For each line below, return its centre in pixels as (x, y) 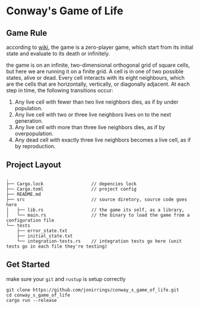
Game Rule (27, 33)
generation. (29, 121)
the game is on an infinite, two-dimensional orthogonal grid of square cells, (98, 65)
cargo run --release (32, 300)
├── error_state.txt (42, 230)
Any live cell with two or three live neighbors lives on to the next (93, 115)
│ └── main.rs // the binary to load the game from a (98, 215)
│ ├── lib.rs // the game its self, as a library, (95, 210)
